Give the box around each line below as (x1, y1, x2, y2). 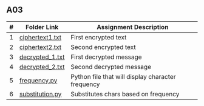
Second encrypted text (70, 42, 137, 51)
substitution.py (19, 90, 62, 98)
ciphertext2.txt (19, 42, 62, 51)
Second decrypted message (70, 62, 152, 71)
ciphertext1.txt (19, 33, 62, 41)
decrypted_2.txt (19, 62, 65, 71)
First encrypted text (70, 33, 127, 41)
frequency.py (19, 76, 58, 84)
